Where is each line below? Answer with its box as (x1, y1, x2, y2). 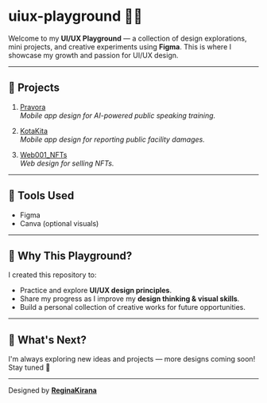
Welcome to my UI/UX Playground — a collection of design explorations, (8, 33, 247, 43)
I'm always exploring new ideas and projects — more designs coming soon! (8, 354, 256, 364)
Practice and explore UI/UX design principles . (19, 286, 172, 295)
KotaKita (19, 126, 48, 135)
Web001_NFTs (19, 150, 68, 159)
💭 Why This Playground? (8, 248, 133, 262)
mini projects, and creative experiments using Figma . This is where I (8, 41, 232, 51)
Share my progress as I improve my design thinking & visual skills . (19, 294, 240, 303)
